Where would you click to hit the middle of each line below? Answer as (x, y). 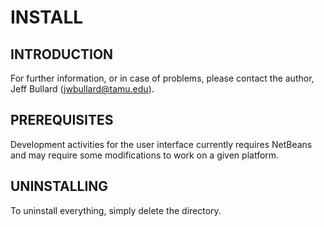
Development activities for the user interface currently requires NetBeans (161, 144)
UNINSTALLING (59, 186)
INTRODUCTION (62, 54)
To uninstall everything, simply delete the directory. (116, 210)
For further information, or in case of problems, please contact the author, (162, 78)
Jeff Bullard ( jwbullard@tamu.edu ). (82, 89)
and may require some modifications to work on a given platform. (145, 155)
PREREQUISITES (62, 120)
